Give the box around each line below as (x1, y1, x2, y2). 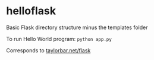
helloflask (6, 4, 56, 18)
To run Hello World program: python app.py (6, 35, 112, 42)
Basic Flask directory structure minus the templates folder (6, 24, 148, 31)
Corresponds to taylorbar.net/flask (6, 46, 91, 54)
